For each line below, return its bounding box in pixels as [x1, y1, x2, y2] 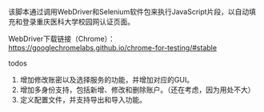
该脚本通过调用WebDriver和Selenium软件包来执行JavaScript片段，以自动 [8, 7, 250, 16]
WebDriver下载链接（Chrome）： [8, 34, 116, 43]
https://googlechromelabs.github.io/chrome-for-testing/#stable [8, 43, 218, 52]
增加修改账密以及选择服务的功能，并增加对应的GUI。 [19, 75, 194, 84]
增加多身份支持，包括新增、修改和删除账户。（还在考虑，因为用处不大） [19, 85, 255, 94]
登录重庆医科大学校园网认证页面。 [22, 17, 134, 26]
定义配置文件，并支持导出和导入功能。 [19, 95, 146, 104]
